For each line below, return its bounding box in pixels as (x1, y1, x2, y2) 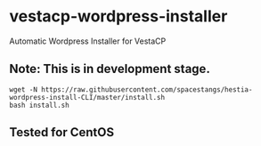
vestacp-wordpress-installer (9, 6, 228, 27)
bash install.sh (9, 101, 69, 109)
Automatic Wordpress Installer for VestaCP (9, 36, 167, 46)
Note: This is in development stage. (9, 61, 211, 77)
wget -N (9, 85, 38, 94)
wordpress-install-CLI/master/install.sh (9, 93, 166, 101)
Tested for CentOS (9, 125, 114, 140)
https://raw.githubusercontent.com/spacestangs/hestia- (41, 85, 253, 94)
